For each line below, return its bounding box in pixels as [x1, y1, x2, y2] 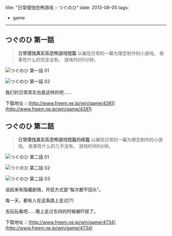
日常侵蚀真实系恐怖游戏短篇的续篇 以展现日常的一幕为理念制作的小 [17, 136, 159, 142]
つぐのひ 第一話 [5, 35, 54, 45]
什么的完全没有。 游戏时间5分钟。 [27, 56, 99, 62]
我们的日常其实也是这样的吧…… [5, 89, 72, 95]
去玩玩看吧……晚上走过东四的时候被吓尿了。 [5, 208, 99, 214]
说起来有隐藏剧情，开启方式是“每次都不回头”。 [5, 186, 104, 192]
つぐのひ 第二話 [5, 122, 54, 131]
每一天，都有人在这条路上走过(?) [5, 197, 74, 203]
